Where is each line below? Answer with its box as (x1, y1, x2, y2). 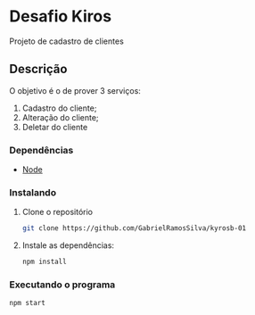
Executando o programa (9, 278, 116, 291)
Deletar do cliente (21, 121, 88, 132)
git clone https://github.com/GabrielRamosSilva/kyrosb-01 (21, 224, 247, 233)
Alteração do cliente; (21, 112, 100, 122)
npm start (9, 299, 46, 308)
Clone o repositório (21, 207, 94, 218)
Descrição (9, 62, 68, 77)
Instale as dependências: (21, 240, 114, 251)
